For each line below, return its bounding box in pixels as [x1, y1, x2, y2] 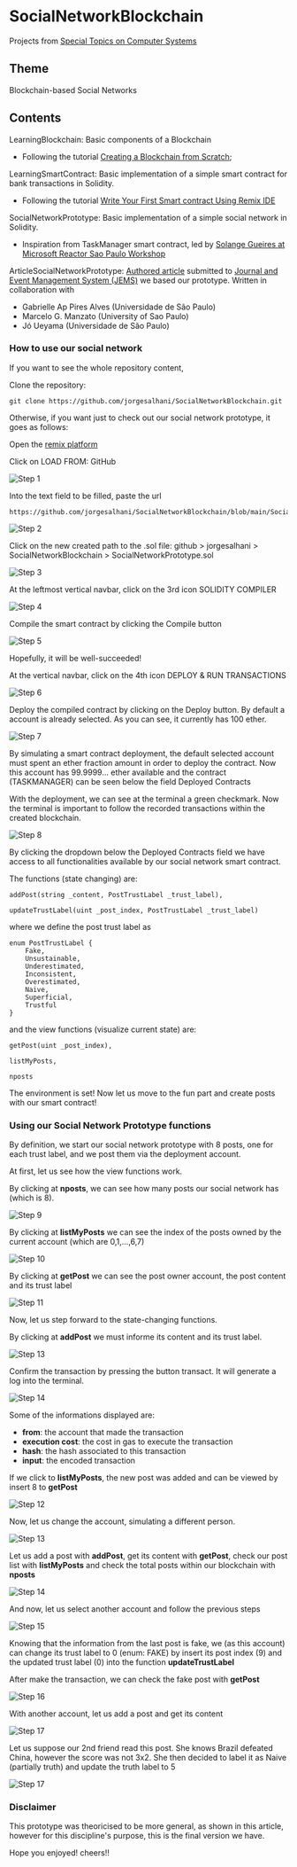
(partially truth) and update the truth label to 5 [9, 1762, 176, 1772]
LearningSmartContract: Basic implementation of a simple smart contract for [9, 168, 287, 179]
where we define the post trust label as [9, 921, 152, 932]
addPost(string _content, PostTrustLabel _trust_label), [9, 890, 224, 899]
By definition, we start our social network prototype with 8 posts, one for [9, 1139, 274, 1150]
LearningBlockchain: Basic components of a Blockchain [9, 134, 212, 145]
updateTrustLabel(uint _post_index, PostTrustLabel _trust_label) [9, 906, 259, 915]
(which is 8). [9, 1192, 55, 1203]
